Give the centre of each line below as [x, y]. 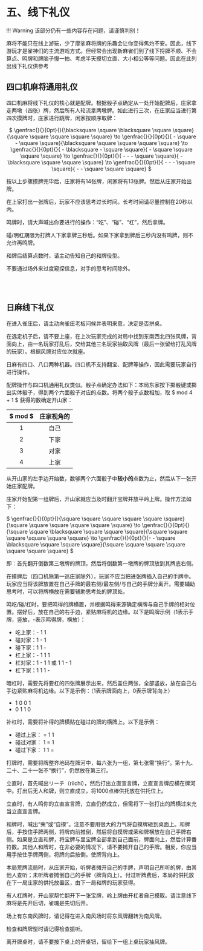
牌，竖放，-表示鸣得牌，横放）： [46, 619]
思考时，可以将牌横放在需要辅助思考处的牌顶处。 [67, 591]
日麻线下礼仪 [30, 308]
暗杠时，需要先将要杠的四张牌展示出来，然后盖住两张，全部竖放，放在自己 [99, 683]
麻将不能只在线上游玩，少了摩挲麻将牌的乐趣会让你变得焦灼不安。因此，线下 [101, 43]
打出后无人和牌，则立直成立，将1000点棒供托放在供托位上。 [92, 791]
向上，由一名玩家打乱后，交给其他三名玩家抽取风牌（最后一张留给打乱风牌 [104, 344]
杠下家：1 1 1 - [32, 670]
